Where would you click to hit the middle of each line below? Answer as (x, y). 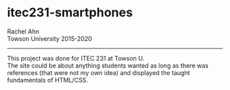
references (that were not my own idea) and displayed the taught (99, 72)
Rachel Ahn (23, 31)
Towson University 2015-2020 (50, 38)
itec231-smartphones (70, 13)
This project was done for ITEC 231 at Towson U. (76, 58)
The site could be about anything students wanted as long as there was (108, 65)
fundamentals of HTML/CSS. (48, 80)
